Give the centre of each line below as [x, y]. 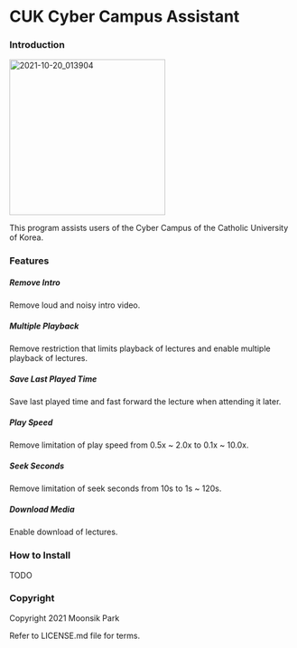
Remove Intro [35, 282]
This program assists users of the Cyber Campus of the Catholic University [149, 228]
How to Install [40, 555]
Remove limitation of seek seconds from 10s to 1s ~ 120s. [116, 488]
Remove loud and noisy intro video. [75, 305]
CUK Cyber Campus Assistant [125, 17]
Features [29, 261]
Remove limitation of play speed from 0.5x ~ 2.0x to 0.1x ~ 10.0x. [130, 445]
